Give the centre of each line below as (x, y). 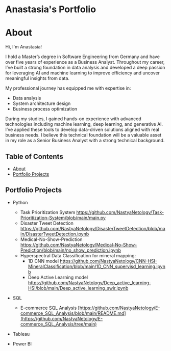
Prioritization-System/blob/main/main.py (63, 218)
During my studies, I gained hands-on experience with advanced (73, 119)
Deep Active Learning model (58, 277)
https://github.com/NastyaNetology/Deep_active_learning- (90, 282)
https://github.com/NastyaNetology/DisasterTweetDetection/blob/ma (93, 228)
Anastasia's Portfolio (51, 9)
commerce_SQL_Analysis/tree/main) (58, 324)
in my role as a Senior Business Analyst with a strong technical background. (85, 141)
